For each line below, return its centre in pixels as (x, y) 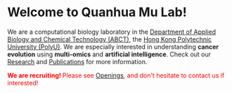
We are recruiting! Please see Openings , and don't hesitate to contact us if (116, 75)
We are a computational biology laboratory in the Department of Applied (112, 32)
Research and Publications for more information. (77, 61)
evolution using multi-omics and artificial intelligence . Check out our (109, 54)
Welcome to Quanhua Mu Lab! (97, 12)
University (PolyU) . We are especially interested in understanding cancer (113, 46)
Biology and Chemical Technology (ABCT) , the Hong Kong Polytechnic (110, 39)
